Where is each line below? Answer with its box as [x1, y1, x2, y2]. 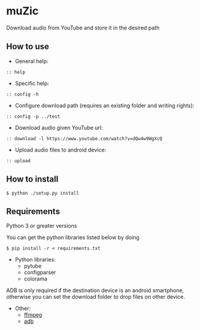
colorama [23, 275, 48, 283]
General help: [14, 57, 49, 64]
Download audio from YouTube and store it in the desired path [6, 24, 160, 31]
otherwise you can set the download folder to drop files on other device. [6, 293, 185, 301]
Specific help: [14, 79, 49, 87]
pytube [23, 263, 42, 270]
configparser [23, 269, 56, 276]
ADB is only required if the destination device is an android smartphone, [6, 287, 184, 294]
